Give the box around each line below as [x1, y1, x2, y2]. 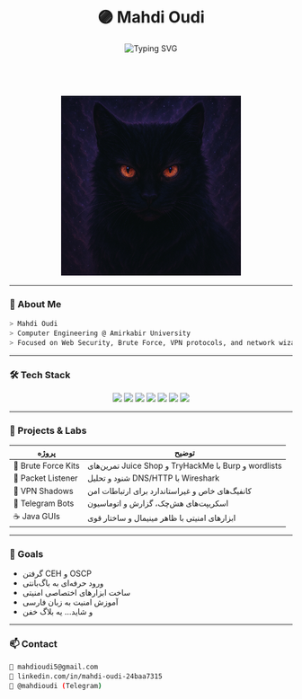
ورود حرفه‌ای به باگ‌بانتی [22, 578, 104, 588]
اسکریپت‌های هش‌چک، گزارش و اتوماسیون [86, 498, 229, 509]
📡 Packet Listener [13, 473, 78, 483]
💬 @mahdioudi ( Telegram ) [9, 682, 102, 691]
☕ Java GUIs [13, 511, 60, 522]
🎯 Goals [9, 547, 44, 560]
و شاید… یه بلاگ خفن [22, 606, 93, 616]
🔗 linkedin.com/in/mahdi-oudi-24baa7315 [9, 672, 164, 681]
